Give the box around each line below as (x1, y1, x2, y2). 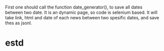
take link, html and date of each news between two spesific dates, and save (5, 15, 160, 20)
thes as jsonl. (5, 20, 32, 26)
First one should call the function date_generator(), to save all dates (5, 4, 143, 10)
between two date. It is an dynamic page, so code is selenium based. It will (5, 9, 158, 15)
